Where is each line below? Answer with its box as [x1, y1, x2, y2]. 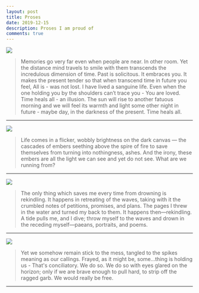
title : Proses [6, 14, 41, 20]
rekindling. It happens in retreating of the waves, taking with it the [20, 196, 181, 203]
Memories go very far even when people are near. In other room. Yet [20, 58, 188, 65]
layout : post [6, 8, 38, 15]
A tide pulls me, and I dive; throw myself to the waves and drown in [20, 215, 185, 222]
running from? [20, 162, 56, 169]
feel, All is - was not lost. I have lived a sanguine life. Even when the [20, 83, 186, 91]
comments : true [6, 31, 44, 37]
